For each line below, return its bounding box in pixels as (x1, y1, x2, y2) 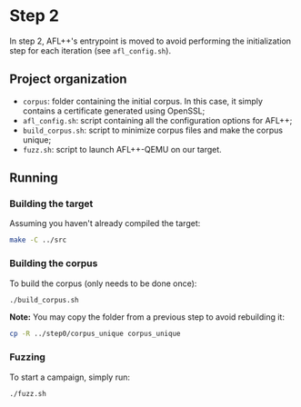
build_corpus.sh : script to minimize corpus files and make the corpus (22, 124, 284, 135)
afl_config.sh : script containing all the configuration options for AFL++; (22, 114, 293, 125)
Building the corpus (9, 257, 98, 270)
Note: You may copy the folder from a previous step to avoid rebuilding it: (9, 312, 285, 323)
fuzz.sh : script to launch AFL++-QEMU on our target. (22, 144, 223, 154)
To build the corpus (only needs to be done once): (9, 278, 197, 289)
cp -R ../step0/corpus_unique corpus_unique (9, 329, 181, 339)
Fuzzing (9, 351, 45, 363)
